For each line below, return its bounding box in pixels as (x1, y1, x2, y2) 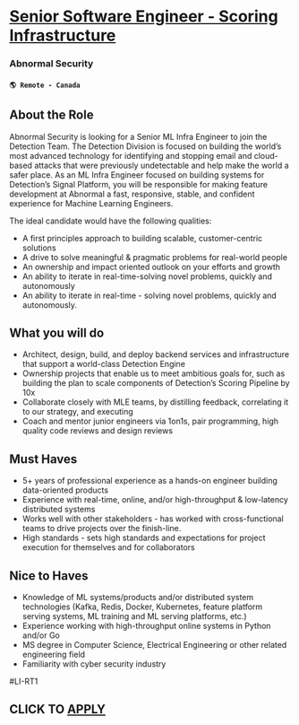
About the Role (9, 108, 94, 123)
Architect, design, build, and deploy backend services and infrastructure (21, 349, 289, 360)
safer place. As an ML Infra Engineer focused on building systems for (9, 169, 265, 180)
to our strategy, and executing (21, 406, 134, 417)
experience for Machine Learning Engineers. (9, 197, 174, 208)
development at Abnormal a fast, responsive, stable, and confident (9, 188, 255, 199)
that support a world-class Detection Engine (21, 359, 186, 370)
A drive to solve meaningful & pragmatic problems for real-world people (21, 251, 288, 262)
